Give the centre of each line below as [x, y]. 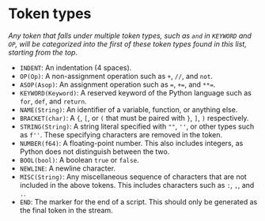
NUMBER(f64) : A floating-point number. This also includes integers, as [131, 143]
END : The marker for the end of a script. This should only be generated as [138, 201]
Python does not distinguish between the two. [95, 152]
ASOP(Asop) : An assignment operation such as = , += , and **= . [117, 84]
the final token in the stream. [66, 210]
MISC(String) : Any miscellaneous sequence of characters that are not [133, 176]
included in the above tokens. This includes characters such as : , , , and [137, 185]
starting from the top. [43, 52]
